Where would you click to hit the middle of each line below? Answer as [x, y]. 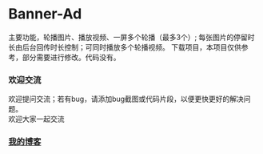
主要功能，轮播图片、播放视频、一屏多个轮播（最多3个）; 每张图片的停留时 [131, 37]
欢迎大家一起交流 [36, 119]
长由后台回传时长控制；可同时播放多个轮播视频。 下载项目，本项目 [118, 47]
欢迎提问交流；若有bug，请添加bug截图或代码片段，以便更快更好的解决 [126, 99]
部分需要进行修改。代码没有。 [71, 57]
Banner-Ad [45, 14]
